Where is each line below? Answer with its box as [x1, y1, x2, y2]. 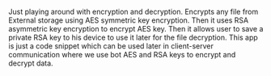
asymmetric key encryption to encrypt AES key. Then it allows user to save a [8, 24, 264, 33]
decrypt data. [8, 58, 54, 68]
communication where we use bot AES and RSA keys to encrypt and [8, 50, 236, 59]
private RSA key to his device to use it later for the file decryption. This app [8, 32, 259, 42]
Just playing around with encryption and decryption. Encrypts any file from [8, 7, 259, 16]
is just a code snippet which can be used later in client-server [8, 41, 214, 51]
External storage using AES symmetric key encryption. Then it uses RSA [8, 15, 249, 25]
